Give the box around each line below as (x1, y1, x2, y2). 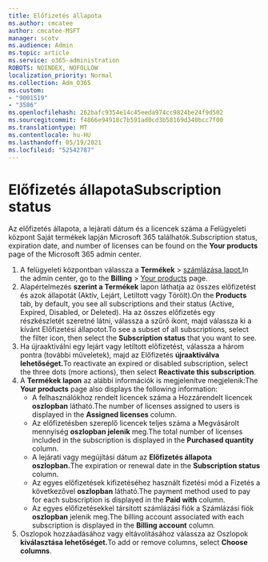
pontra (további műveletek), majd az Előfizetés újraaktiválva (19, 350, 220, 360)
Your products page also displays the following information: (19, 384, 218, 394)
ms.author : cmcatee (8, 19, 74, 27)
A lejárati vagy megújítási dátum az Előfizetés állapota (31, 452, 212, 462)
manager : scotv (8, 34, 59, 42)
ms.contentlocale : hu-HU (8, 131, 91, 139)
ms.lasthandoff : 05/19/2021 (8, 138, 102, 147)
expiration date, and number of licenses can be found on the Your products (8, 241, 258, 251)
